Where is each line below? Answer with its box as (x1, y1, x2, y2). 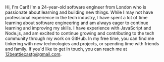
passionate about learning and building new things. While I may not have (5, 9, 154, 15)
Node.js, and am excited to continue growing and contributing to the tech (5, 31, 155, 36)
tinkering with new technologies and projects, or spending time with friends (5, 41, 160, 46)
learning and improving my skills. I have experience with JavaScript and (5, 25, 152, 31)
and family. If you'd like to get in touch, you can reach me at (5, 46, 127, 52)
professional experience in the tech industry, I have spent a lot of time (5, 15, 148, 20)
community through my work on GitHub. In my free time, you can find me (5, 35, 155, 41)
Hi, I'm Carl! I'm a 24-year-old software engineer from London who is (5, 4, 147, 10)
